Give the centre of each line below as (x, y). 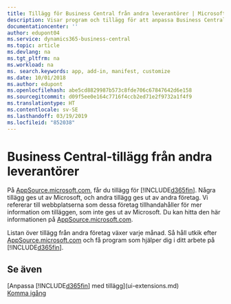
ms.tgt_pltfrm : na (33, 59)
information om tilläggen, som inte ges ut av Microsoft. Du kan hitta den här (114, 212)
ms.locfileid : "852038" (41, 122)
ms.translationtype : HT (41, 103)
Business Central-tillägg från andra (110, 156)
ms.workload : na (30, 65)
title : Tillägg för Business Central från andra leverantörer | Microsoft (117, 13)
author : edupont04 (33, 33)
